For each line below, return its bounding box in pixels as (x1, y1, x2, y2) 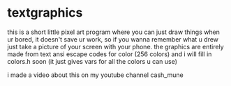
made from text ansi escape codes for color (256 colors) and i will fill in (7, 50, 212, 58)
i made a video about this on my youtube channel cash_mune (7, 71, 184, 79)
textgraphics (7, 5, 83, 21)
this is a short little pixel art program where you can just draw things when (7, 28, 220, 36)
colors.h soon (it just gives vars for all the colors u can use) (7, 57, 178, 65)
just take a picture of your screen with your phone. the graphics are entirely (7, 42, 225, 51)
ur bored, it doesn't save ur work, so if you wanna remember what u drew (7, 35, 218, 43)
